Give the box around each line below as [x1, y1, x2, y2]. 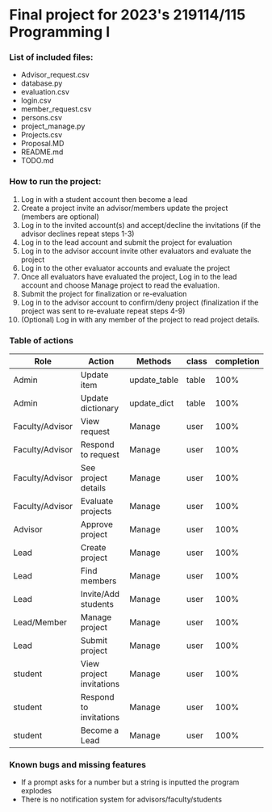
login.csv [20, 95, 52, 106]
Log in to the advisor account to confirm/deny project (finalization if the [20, 297, 259, 307]
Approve [80, 519, 114, 530]
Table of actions [9, 334, 73, 346]
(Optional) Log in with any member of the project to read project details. [20, 314, 261, 324]
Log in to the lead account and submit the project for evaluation [20, 237, 232, 247]
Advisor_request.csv [20, 70, 90, 80]
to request [80, 449, 119, 461]
